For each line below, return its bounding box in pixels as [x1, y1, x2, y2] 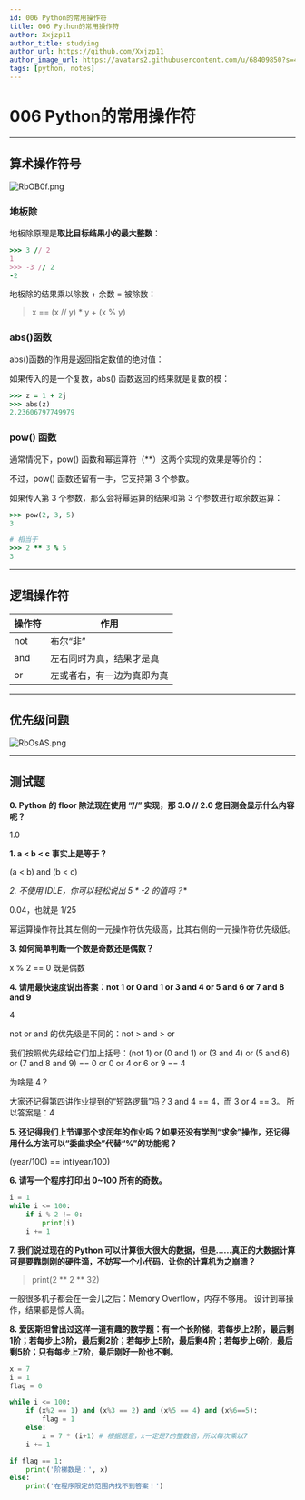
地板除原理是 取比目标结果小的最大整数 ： [9, 227, 161, 238]
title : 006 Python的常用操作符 [9, 22, 120, 31]
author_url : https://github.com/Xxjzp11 [9, 47, 165, 56]
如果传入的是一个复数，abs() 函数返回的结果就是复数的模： [9, 373, 230, 384]
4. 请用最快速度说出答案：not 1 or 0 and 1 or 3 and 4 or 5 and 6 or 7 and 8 [9, 982, 285, 993]
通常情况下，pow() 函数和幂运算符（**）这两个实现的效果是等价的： [9, 454, 265, 465]
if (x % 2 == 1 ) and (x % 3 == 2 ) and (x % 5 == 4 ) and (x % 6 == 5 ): [25, 1406, 259, 1415]
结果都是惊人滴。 [25, 1304, 89, 1315]
